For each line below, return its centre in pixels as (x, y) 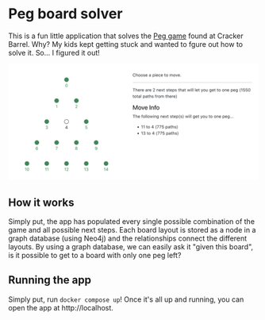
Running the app (50, 280)
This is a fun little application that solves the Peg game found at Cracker (126, 36)
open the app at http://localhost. (61, 307)
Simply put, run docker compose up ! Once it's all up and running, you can (126, 299)
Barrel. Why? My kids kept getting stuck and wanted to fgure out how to (126, 44)
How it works (41, 202)
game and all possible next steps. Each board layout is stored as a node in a (132, 230)
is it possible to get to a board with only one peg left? (95, 256)
